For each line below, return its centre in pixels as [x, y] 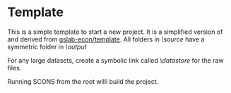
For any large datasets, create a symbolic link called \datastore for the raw [115, 60]
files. [14, 68]
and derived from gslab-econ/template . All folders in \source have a [106, 39]
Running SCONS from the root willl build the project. [83, 81]
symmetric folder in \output [47, 46]
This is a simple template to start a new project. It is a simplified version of [115, 32]
